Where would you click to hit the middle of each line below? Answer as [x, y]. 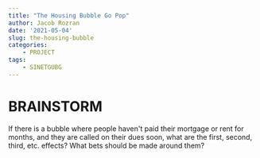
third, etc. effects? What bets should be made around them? [107, 145]
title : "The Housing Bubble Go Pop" [69, 15]
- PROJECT [39, 52]
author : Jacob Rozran [44, 23]
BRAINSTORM [55, 106]
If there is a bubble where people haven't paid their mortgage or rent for [126, 129]
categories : [28, 45]
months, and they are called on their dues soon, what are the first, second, [130, 137]
